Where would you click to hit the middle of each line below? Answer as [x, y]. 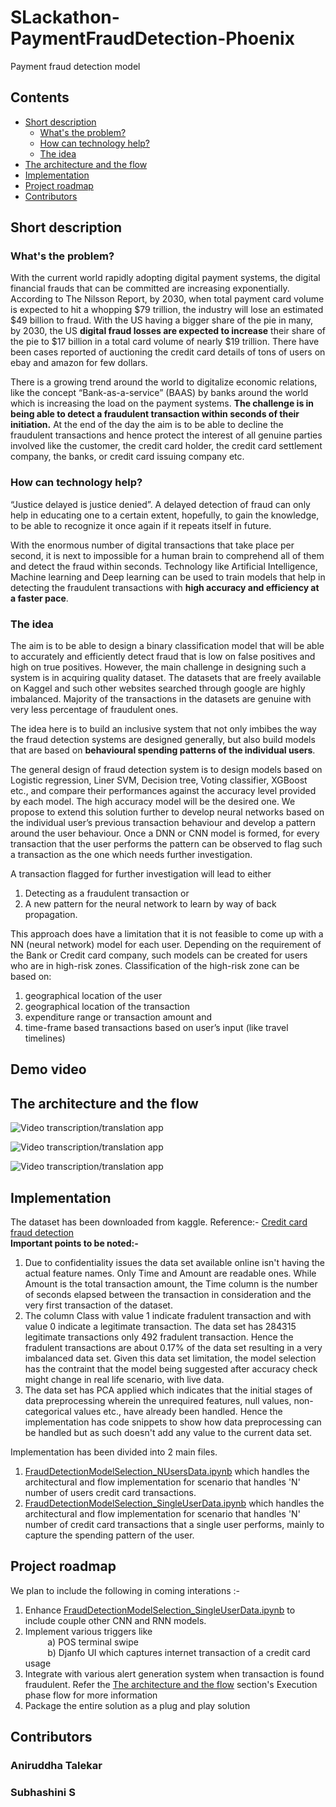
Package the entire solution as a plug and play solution [137, 1705]
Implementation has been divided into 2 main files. [114, 1452]
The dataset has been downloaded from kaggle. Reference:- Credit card [159, 1222]
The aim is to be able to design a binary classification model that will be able [167, 646]
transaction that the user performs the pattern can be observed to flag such [166, 844]
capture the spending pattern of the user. [109, 1535]
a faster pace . [39, 598]
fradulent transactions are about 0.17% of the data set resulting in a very [173, 1348]
